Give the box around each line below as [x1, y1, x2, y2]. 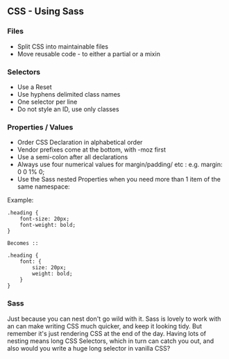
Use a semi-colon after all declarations [17, 153, 128, 161]
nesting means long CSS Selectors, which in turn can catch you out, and [7, 337, 214, 345]
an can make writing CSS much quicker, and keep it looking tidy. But [7, 321, 203, 330]
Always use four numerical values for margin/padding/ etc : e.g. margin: [17, 160, 223, 169]
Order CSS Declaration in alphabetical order [17, 138, 143, 147]
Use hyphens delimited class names [17, 90, 121, 98]
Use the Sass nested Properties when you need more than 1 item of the [17, 175, 221, 184]
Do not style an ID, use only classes [17, 104, 119, 113]
